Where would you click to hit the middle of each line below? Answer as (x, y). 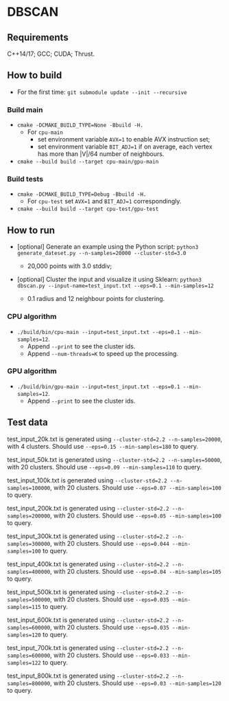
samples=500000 (29, 600)
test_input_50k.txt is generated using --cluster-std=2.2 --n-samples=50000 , (114, 459)
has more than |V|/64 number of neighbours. (101, 154)
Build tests (25, 179)
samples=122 (24, 663)
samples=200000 (29, 516)
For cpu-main (45, 132)
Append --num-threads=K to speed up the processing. (103, 353)
